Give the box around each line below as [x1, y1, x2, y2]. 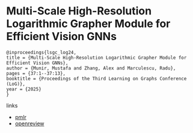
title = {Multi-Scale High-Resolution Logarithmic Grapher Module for [6, 55, 187, 61]
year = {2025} [6, 86, 42, 92]
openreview [14, 120, 44, 127]
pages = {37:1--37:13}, [6, 70, 66, 76]
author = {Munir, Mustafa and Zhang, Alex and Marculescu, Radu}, [6, 65, 176, 71]
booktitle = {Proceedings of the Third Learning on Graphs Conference [6, 75, 187, 81]
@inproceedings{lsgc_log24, [6, 49, 77, 55]
